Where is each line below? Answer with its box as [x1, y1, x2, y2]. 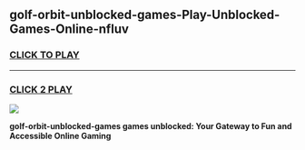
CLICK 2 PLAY [9, 83, 73, 95]
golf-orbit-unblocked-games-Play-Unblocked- [9, 7, 280, 23]
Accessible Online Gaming [9, 130, 112, 141]
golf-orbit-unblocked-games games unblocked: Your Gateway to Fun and [9, 120, 292, 131]
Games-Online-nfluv [9, 22, 130, 37]
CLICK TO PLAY [9, 49, 80, 62]
